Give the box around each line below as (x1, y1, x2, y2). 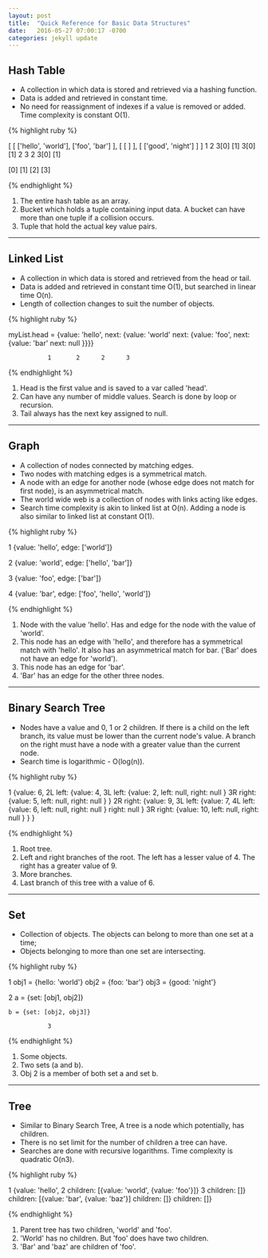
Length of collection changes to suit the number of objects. (19, 299, 215, 308)
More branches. (19, 869, 73, 879)
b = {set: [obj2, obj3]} (8, 1008, 91, 1017)
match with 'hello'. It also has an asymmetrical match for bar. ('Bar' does (19, 645, 258, 655)
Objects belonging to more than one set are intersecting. (19, 946, 206, 956)
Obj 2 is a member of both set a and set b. (19, 1069, 159, 1078)
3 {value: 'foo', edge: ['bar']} (8, 573, 102, 583)
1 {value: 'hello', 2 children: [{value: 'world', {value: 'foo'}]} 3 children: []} (8, 1185, 246, 1195)
